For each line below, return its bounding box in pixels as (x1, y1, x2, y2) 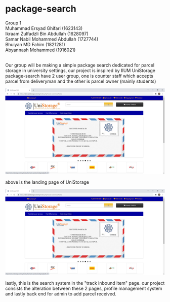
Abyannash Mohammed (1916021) (5, 47, 76, 53)
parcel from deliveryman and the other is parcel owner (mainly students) (5, 78, 156, 84)
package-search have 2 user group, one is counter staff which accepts (5, 73, 153, 79)
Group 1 (5, 20, 22, 26)
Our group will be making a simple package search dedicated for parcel (5, 62, 155, 68)
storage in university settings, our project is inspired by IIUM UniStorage (5, 67, 156, 74)
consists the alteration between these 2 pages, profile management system (5, 285, 163, 292)
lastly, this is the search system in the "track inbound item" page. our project (5, 280, 165, 286)
